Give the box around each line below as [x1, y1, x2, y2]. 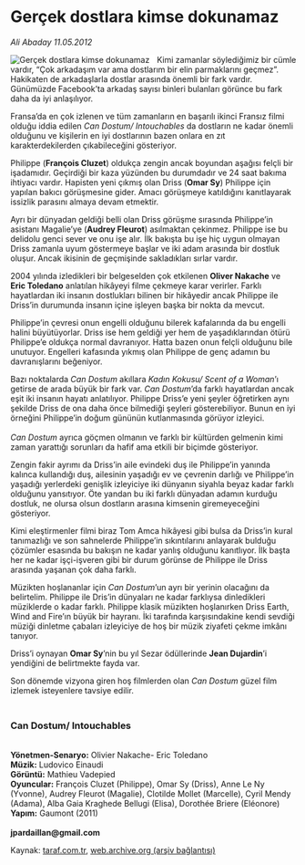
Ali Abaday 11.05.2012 [10, 36, 93, 47]
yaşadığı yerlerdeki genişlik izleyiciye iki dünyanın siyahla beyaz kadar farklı [10, 478, 294, 489]
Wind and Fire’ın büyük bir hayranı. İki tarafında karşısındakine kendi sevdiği [10, 610, 295, 621]
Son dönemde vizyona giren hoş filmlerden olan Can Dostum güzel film [10, 675, 278, 686]
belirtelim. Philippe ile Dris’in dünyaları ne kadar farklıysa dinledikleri [10, 591, 266, 602]
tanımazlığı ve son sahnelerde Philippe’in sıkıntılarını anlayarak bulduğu [10, 535, 277, 546]
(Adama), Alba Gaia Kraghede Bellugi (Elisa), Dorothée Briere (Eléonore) [10, 798, 280, 809]
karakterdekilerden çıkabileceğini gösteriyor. [10, 140, 177, 151]
